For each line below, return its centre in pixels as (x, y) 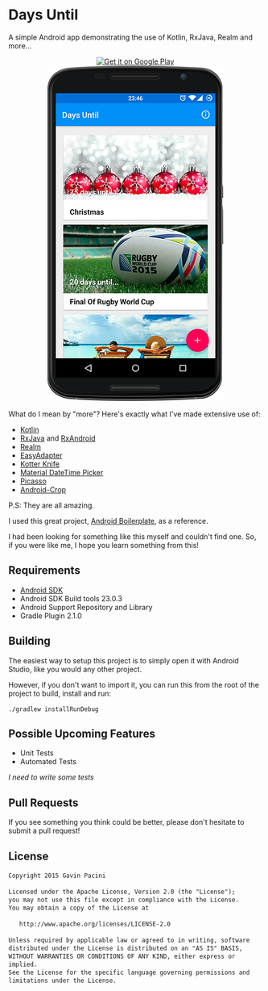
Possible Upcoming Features (82, 733)
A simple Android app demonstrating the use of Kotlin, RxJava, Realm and (131, 37)
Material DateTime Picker (62, 472)
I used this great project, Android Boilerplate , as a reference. (109, 521)
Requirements (44, 571)
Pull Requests (43, 803)
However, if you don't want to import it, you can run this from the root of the (134, 684)
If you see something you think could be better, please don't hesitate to (126, 822)
